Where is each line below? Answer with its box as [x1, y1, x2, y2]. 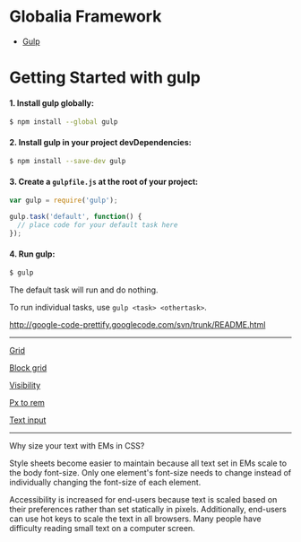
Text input [9, 415, 47, 425]
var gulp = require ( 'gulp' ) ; [9, 196, 118, 205]
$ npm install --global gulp [9, 118, 118, 127]
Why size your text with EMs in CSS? [9, 441, 145, 451]
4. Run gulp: [9, 249, 56, 259]
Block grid [9, 363, 47, 373]
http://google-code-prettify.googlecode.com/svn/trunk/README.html [9, 319, 266, 330]
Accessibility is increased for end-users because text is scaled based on [9, 494, 278, 505]
